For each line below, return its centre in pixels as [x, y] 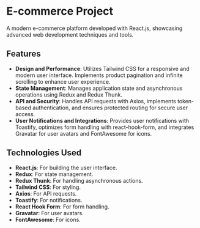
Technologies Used [44, 153]
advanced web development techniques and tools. [70, 34]
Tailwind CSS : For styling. [48, 187]
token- [186, 101]
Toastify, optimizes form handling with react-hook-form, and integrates [105, 127]
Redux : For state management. [54, 174]
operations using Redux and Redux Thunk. [69, 94]
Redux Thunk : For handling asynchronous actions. [79, 180]
